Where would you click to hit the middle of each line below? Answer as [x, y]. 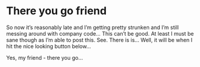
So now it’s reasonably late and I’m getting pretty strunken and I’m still [93, 27]
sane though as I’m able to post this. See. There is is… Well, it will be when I [99, 40]
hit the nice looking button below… [49, 46]
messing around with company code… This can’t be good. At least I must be [100, 33]
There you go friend [56, 11]
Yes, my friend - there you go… [45, 58]
